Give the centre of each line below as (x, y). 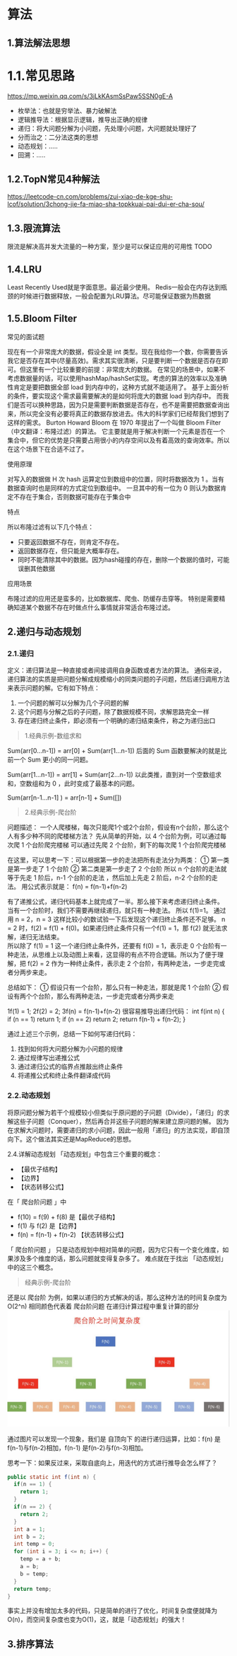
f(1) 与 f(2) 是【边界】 (49, 1226)
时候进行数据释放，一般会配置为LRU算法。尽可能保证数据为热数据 (115, 296)
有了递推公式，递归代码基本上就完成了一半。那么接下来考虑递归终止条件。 (115, 902)
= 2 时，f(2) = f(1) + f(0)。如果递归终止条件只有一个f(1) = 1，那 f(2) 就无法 (114, 928)
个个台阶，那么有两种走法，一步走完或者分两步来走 (100, 996)
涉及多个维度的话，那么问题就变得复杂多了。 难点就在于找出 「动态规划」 (120, 1258)
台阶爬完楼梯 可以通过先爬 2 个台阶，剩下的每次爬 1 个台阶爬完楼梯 (129, 845)
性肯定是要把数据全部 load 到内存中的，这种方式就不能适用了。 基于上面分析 (118, 387)
